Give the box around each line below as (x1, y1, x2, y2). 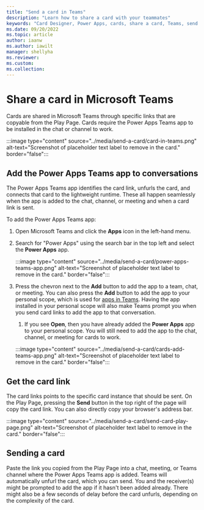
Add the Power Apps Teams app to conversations (6, 168, 199, 178)
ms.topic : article (6, 32, 53, 38)
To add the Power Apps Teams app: (6, 216, 97, 223)
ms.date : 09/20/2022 (6, 26, 59, 32)
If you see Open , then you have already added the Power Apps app (24, 321, 195, 328)
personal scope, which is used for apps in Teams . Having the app (15, 296, 180, 303)
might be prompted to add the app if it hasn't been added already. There (6, 484, 188, 491)
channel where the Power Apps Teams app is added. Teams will (6, 471, 167, 478)
